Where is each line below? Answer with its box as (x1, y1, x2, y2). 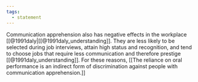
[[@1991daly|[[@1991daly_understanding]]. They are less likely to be (6, 37, 175, 44)
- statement (11, 14, 42, 20)
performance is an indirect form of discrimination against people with (6, 62, 178, 69)
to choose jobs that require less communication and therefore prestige (6, 50, 181, 57)
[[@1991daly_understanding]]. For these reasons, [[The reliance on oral (6, 56, 182, 63)
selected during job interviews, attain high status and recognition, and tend (6, 43, 192, 51)
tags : (6, 8, 20, 15)
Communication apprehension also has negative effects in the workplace (6, 31, 187, 38)
